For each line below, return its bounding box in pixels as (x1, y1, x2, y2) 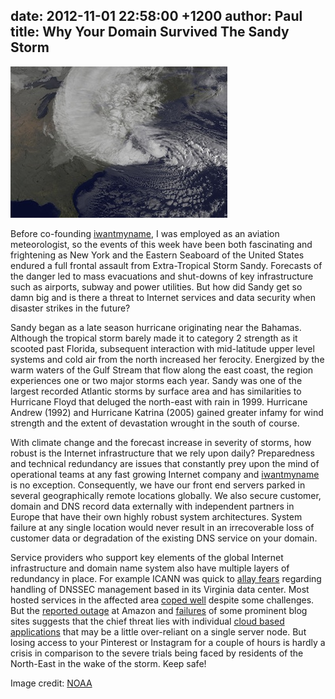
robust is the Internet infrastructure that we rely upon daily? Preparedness (10, 447, 315, 459)
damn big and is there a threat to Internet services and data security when (10, 291, 316, 303)
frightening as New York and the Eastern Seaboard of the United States (10, 249, 305, 261)
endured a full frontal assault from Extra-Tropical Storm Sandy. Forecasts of (10, 259, 323, 271)
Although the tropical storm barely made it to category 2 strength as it (10, 332, 298, 344)
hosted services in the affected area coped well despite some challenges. (10, 594, 315, 606)
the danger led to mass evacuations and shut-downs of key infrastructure (10, 270, 314, 282)
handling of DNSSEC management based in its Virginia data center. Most (10, 583, 310, 595)
